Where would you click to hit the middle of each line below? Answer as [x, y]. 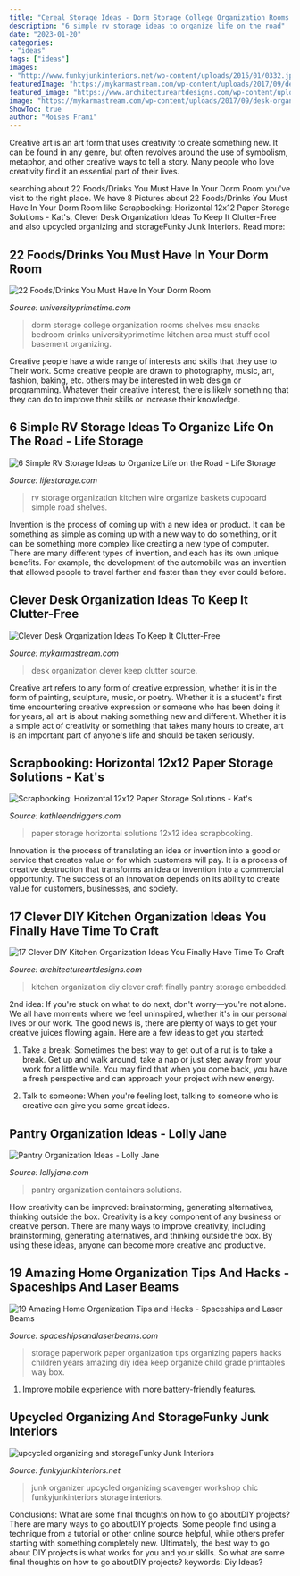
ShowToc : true [36, 109]
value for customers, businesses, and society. [94, 889]
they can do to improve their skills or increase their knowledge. [125, 399]
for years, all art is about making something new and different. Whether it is [148, 716]
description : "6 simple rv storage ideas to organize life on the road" [147, 26]
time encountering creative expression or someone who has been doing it [145, 707]
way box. [48, 1372]
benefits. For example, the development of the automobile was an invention [148, 562]
